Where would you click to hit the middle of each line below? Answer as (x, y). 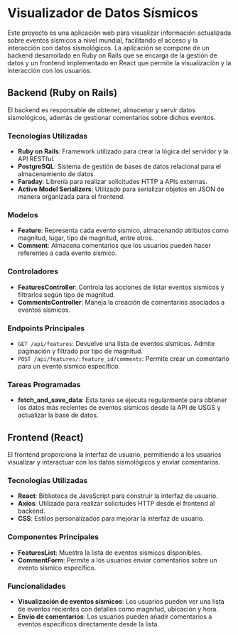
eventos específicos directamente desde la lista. (88, 624)
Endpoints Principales (46, 328)
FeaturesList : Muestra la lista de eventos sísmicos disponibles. (110, 553)
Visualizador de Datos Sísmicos (103, 13)
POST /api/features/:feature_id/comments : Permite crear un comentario (123, 358)
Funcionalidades (37, 586)
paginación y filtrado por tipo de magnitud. (80, 351)
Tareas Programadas (44, 384)
